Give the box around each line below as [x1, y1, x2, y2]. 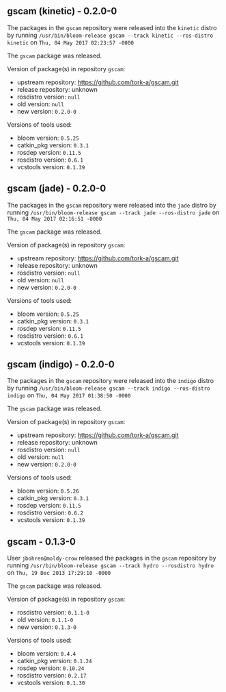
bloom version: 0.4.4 [16, 650, 76, 658]
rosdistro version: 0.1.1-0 [16, 608, 90, 617]
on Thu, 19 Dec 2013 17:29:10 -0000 [7, 569, 111, 577]
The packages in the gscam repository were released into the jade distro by [7, 201, 216, 209]
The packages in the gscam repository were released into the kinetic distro [7, 23, 217, 32]
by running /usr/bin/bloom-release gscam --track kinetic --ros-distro [7, 31, 214, 39]
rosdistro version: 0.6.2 [16, 508, 84, 517]
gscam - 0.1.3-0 [7, 536, 76, 547]
